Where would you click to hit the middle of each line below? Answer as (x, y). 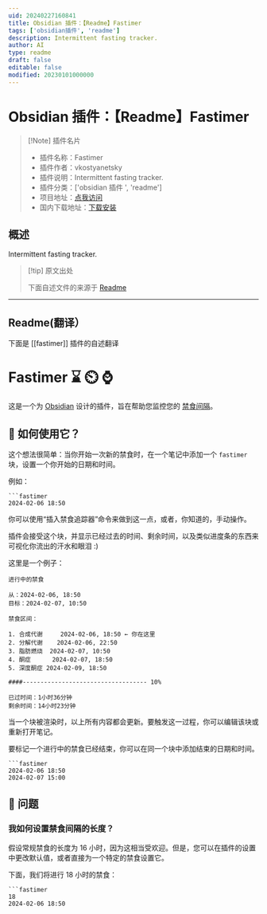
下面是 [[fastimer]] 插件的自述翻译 (64, 343)
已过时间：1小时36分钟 (41, 697)
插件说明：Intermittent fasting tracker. (101, 177)
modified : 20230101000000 (51, 75)
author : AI (26, 45)
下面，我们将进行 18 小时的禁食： (63, 874)
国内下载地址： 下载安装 (78, 207)
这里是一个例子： (36, 563)
